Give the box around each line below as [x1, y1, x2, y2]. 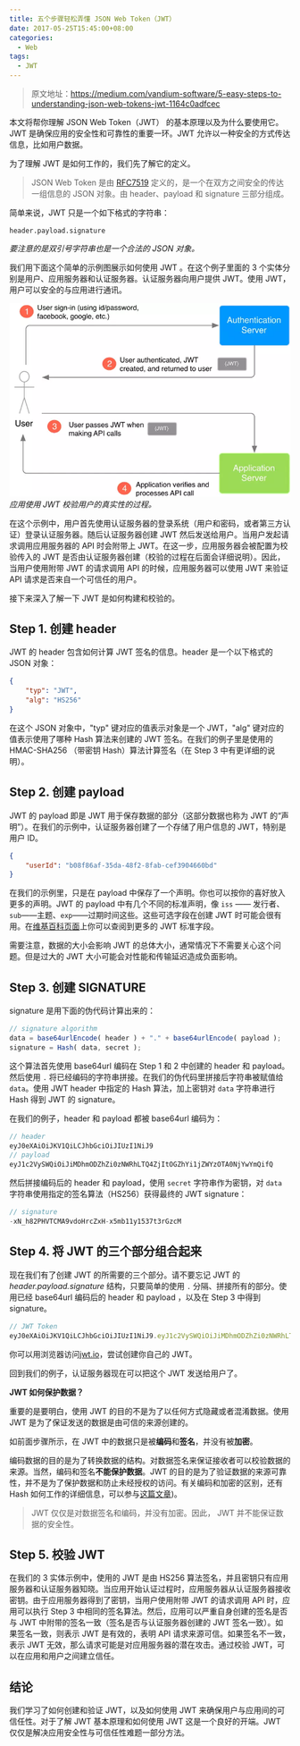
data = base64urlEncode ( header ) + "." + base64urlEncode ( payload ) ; [9, 1033, 281, 1042]
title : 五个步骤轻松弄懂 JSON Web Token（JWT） [9, 14, 176, 23]
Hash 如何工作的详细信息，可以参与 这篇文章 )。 [9, 1489, 182, 1499]
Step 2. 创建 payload [9, 785, 125, 800]
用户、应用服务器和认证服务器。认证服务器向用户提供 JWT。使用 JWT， [24, 274, 291, 283]
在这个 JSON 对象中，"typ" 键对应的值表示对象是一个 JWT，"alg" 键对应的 [9, 722, 284, 733]
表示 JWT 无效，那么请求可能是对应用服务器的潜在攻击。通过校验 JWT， [9, 1640, 278, 1650]
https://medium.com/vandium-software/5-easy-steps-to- [70, 89, 282, 98]
